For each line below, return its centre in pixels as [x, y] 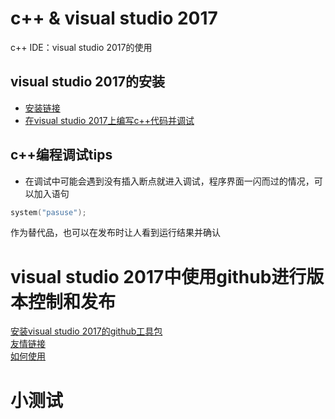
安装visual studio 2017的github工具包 [86, 331]
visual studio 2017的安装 [87, 82]
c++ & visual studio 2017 [114, 18]
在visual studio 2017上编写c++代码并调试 [109, 120]
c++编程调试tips [61, 155]
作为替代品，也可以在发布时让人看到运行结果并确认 [115, 233]
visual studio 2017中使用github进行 [158, 276]
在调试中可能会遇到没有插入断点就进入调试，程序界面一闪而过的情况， [169, 181]
